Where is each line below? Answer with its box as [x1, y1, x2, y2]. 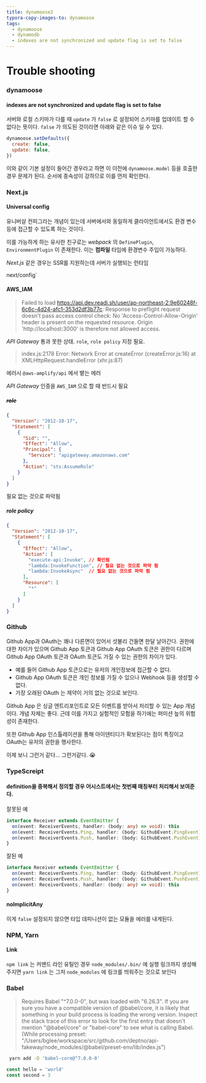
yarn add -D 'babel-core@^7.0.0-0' [9, 1055, 100, 1061]
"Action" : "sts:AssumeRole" [22, 463, 95, 470]
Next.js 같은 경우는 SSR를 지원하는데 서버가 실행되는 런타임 [6, 259, 149, 266]
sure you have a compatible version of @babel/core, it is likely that [21, 1004, 190, 1012]
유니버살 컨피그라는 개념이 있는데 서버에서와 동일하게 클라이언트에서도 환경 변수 [6, 217, 197, 225]
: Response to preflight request [102, 305, 181, 313]
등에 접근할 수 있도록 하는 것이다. [6, 225, 85, 232]
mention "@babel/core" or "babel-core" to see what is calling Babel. [21, 1024, 194, 1031]
